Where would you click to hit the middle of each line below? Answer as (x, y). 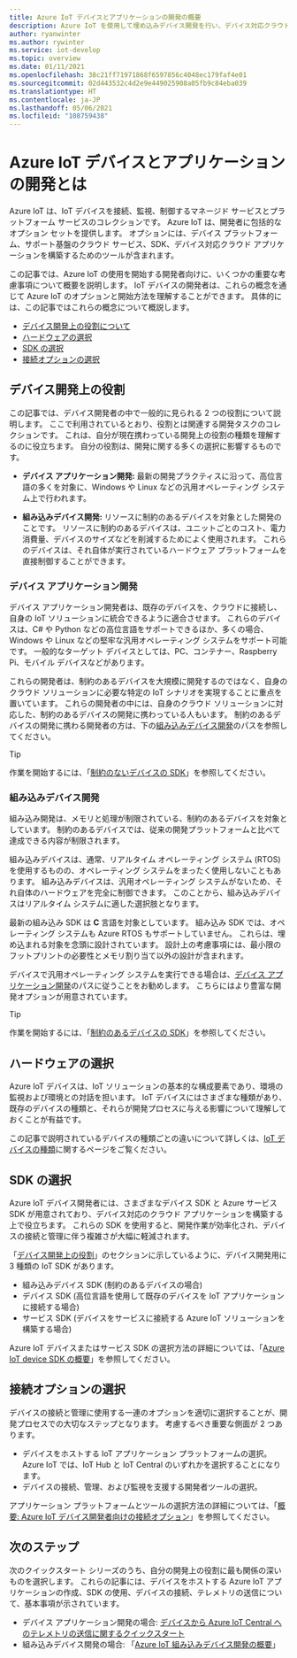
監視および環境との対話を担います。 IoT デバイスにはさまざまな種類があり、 (148, 1098)
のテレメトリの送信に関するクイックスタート (103, 1633)
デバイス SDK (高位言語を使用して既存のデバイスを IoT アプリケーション (153, 1296)
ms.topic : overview (45, 58)
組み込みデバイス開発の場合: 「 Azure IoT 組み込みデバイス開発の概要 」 (151, 1644)
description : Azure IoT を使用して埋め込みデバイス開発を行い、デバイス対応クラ (143, 26)
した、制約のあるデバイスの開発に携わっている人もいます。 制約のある (145, 714)
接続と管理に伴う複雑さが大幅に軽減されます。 (109, 1237)
